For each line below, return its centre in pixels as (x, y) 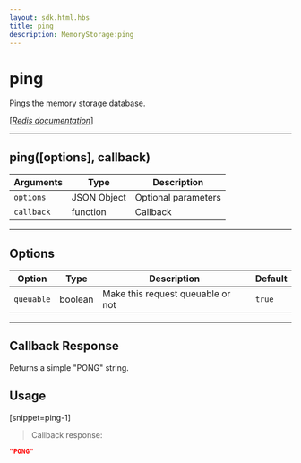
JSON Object (99, 198)
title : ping (31, 26)
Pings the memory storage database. (77, 103)
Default (271, 279)
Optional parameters (178, 198)
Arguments (38, 183)
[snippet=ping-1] (40, 417)
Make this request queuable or (167, 294)
